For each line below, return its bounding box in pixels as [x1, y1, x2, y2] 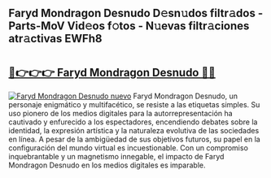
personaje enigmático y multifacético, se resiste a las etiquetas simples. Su [8, 100, 260, 109]
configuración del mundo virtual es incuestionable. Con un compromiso [8, 143, 248, 153]
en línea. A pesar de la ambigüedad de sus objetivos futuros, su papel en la [8, 134, 260, 144]
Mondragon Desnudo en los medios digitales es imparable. [8, 160, 206, 170]
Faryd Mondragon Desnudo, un [133, 91, 238, 101]
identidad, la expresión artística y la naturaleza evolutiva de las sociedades [8, 126, 260, 135]
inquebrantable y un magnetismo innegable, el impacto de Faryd [8, 152, 225, 161]
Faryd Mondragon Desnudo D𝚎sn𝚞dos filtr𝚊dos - [8, 7, 264, 20]
